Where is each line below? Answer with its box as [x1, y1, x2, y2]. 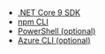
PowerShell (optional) [17, 26, 96, 36]
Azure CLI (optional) [17, 35, 91, 45]
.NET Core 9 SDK [17, 8, 81, 17]
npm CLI [17, 17, 49, 27]
